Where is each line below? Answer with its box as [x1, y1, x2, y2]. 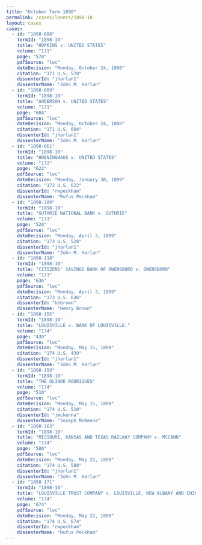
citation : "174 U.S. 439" [17, 350, 82, 357]
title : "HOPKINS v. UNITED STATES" [17, 43, 106, 49]
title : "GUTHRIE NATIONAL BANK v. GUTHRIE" [17, 210, 128, 217]
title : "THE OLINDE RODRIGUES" [17, 378, 96, 384]
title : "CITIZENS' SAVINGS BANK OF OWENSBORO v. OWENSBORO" [17, 266, 171, 273]
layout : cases [6, 20, 42, 26]
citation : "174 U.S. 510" [17, 406, 82, 413]
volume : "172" [17, 160, 52, 166]
